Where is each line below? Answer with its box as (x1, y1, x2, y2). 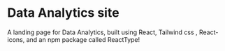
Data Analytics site (7, 5, 120, 21)
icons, (7, 35, 25, 43)
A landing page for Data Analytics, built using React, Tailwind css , (7, 28, 198, 36)
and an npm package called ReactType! (26, 35, 140, 43)
